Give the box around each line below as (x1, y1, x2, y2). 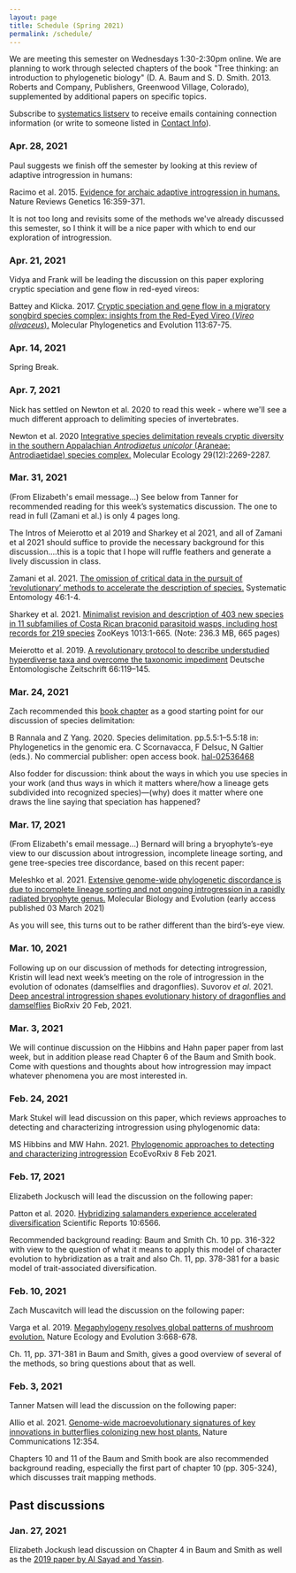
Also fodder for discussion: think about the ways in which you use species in (9, 768, 288, 779)
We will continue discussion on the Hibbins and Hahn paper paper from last (9, 1042, 285, 1053)
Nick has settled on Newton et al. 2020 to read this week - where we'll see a (9, 404, 287, 414)
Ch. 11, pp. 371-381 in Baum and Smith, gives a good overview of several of (9, 1348, 282, 1359)
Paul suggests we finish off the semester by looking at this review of (9, 160, 258, 171)
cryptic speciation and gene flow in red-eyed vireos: (9, 283, 200, 294)
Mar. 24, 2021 (9, 685, 69, 698)
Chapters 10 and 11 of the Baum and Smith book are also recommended (9, 1453, 269, 1464)
